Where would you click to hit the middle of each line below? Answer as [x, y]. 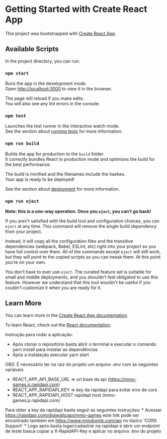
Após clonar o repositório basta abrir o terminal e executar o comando [84, 344]
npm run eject [22, 201]
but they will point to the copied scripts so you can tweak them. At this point [83, 257]
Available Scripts [32, 49]
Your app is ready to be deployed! [40, 179]
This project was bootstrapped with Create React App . [61, 33]
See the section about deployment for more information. [63, 189]
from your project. [24, 231]
